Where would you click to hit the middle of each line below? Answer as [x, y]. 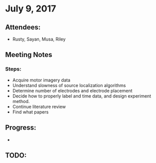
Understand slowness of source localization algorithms [69, 85]
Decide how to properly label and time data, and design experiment [82, 96]
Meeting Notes [29, 55]
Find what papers [30, 112]
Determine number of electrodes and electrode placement [72, 90]
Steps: [13, 69]
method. [21, 101]
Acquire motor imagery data [41, 80]
